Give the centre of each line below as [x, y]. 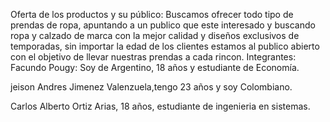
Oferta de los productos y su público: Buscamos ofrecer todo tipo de [152, 14]
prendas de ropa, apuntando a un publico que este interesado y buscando [163, 25]
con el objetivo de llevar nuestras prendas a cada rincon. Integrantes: [153, 57]
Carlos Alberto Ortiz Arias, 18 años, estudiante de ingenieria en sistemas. [160, 106]
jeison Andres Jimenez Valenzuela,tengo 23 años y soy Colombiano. [151, 87]
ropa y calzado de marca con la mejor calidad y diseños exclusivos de [155, 35]
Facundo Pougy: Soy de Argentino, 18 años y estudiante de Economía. [155, 67]
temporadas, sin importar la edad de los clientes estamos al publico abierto [165, 46]
